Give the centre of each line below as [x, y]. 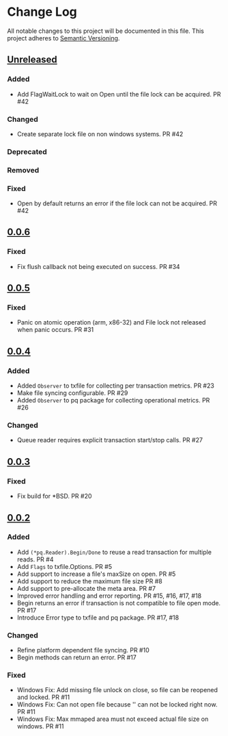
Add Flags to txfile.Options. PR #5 [65, 566]
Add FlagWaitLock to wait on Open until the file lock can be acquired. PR [119, 94]
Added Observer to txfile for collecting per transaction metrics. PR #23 [116, 386]
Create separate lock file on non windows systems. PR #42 [100, 134]
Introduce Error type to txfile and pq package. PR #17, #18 [98, 618]
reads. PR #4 [35, 559]
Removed [23, 170]
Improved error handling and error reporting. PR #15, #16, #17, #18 [109, 596]
